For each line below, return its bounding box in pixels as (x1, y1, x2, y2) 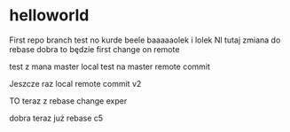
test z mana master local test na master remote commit (9, 61, 211, 72)
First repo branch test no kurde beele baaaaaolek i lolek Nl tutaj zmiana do (9, 35, 281, 45)
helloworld (9, 5, 90, 26)
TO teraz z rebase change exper (9, 95, 128, 106)
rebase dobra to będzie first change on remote (9, 43, 180, 54)
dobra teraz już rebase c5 (9, 113, 104, 123)
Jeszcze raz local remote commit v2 (9, 78, 142, 89)
